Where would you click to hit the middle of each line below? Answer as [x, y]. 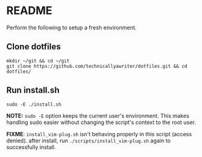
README [29, 11]
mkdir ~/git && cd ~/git [38, 61]
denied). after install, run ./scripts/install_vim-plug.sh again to [88, 141]
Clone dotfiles [34, 47]
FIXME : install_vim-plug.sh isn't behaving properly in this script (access [99, 134]
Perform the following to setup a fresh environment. [72, 27]
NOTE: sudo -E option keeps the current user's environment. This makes [98, 115]
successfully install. [31, 147]
